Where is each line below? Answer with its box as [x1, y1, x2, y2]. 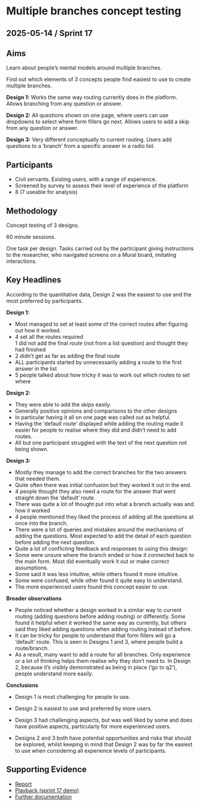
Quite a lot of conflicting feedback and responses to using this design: [14, 545, 189, 552]
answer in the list [14, 365, 57, 372]
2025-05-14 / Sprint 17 [6, 28, 93, 38]
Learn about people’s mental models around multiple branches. [6, 64, 162, 71]
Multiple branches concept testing [6, 4, 181, 18]
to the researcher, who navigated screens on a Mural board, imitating [6, 252, 177, 259]
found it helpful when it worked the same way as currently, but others [14, 619, 187, 626]
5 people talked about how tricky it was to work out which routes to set [14, 371, 190, 378]
